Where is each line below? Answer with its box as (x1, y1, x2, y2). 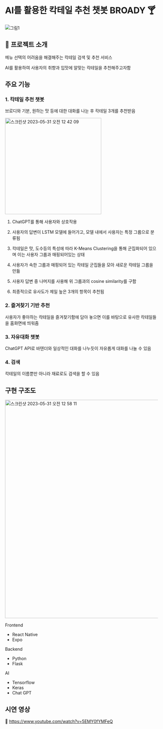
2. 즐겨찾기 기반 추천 (5, 302, 50, 309)
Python (12, 656, 27, 661)
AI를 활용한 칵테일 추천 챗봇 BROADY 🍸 (5, 5, 156, 16)
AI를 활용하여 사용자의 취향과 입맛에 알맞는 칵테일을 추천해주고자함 (5, 65, 131, 70)
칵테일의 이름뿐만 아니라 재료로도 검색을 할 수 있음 (5, 371, 99, 377)
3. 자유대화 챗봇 (5, 333, 40, 340)
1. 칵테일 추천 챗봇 (5, 96, 45, 103)
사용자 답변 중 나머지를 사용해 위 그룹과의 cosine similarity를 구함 (12, 278, 137, 284)
